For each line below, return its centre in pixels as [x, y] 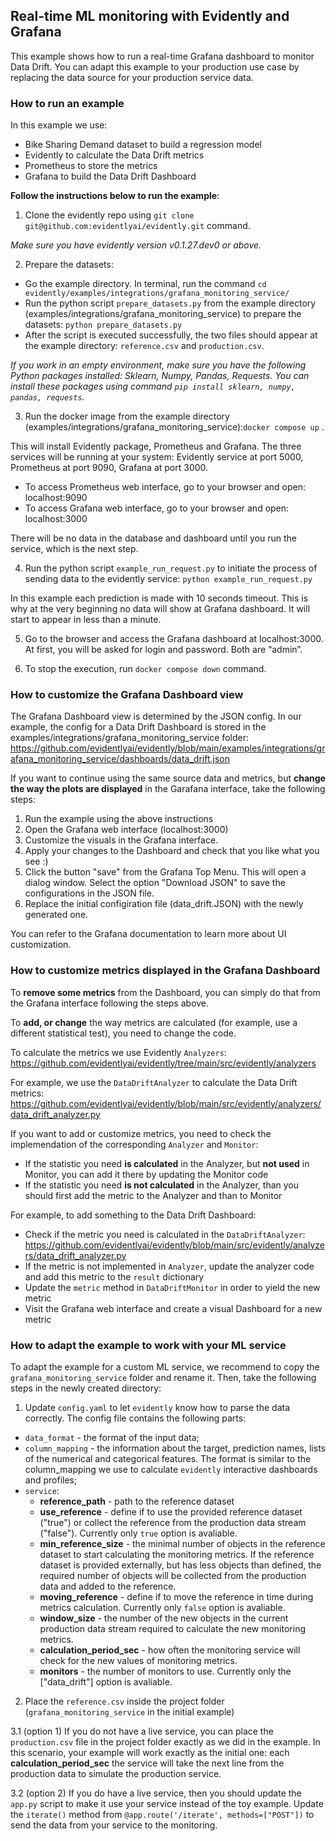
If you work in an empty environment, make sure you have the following [158, 365]
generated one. [56, 915]
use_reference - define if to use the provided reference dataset [171, 1512]
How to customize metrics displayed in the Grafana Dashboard [165, 971]
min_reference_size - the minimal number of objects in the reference [182, 1543]
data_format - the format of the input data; [112, 1437]
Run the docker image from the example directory [127, 416]
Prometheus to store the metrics [91, 166]
